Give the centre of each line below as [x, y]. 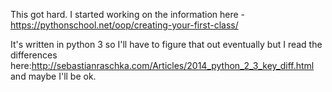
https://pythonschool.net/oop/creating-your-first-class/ [124, 25]
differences [34, 55]
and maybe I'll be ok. [53, 76]
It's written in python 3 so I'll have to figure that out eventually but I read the [166, 44]
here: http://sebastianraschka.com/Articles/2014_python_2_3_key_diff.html [162, 65]
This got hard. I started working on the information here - [128, 14]
